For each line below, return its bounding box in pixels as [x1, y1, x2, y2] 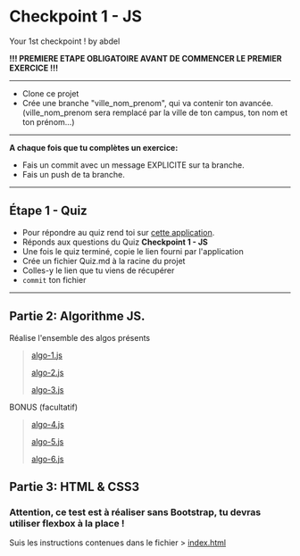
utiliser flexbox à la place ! [9, 517, 125, 529]
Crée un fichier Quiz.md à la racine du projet [21, 255, 186, 266]
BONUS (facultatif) [9, 402, 79, 412]
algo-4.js [30, 419, 64, 429]
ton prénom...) [21, 116, 75, 127]
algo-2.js [30, 367, 64, 378]
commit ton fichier [21, 274, 87, 285]
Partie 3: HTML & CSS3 [9, 479, 140, 494]
